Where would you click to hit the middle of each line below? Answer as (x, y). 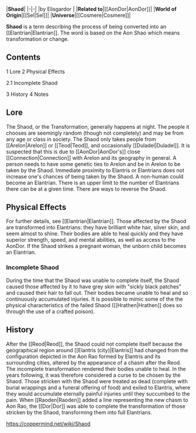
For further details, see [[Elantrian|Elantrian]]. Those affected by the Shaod (96, 221)
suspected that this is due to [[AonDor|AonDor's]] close (73, 152)
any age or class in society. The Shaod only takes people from (81, 139)
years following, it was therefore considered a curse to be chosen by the (93, 375)
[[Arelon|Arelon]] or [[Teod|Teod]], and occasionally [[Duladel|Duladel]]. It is (98, 145)
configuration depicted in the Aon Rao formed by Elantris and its (83, 356)
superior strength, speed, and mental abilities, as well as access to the (91, 240)
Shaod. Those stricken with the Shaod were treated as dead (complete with (97, 381)
